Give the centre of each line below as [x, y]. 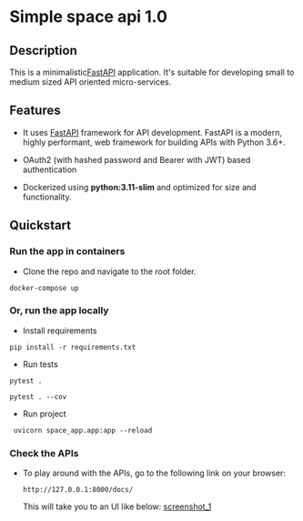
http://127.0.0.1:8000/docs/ [78, 490]
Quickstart [40, 225]
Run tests [40, 364]
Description [43, 51]
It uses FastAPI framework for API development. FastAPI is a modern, [152, 132]
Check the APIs [44, 453]
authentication [50, 169]
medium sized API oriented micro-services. [91, 82]
